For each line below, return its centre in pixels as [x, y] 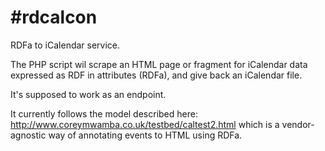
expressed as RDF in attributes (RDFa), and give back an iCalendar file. [156, 75]
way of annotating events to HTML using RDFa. [145, 135]
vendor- [298, 124]
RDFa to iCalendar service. [65, 45]
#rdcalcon [54, 17]
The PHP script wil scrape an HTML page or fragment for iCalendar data [159, 64]
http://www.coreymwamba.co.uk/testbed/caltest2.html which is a [145, 124]
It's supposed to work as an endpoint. [88, 94]
